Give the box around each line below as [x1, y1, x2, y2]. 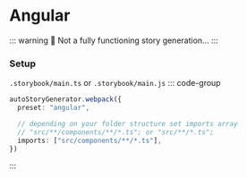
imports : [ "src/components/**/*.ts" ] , [17, 136, 163, 145]
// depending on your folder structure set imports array [17, 119, 239, 128]
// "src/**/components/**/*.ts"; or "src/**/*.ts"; [17, 127, 215, 137]
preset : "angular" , [17, 104, 90, 113]
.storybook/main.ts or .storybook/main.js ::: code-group [9, 78, 221, 89]
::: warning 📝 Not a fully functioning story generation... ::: [9, 35, 218, 46]
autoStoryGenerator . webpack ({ [9, 95, 123, 104]
